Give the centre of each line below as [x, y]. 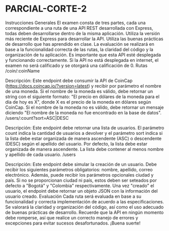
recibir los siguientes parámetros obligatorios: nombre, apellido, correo [79, 170]
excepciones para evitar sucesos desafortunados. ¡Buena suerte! [73, 223]
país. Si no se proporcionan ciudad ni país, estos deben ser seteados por [81, 180]
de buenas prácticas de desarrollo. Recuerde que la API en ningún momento [84, 212]
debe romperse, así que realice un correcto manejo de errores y [72, 217]
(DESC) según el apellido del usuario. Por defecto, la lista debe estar [76, 143]
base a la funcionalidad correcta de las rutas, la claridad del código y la [79, 49]
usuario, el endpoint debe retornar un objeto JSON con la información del [81, 191]
